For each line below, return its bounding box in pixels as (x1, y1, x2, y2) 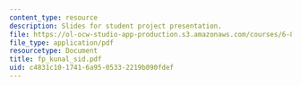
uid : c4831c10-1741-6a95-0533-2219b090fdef (9, 64, 175, 73)
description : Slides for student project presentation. (9, 21, 222, 30)
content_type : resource (9, 13, 99, 22)
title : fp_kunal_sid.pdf (9, 55, 102, 64)
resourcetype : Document (9, 47, 99, 56)
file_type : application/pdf (9, 38, 115, 47)
